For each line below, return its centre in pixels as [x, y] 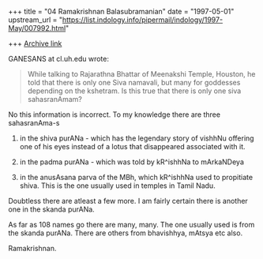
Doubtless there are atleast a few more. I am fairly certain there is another [128, 201]
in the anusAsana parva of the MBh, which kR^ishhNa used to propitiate [136, 177]
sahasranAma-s [34, 123]
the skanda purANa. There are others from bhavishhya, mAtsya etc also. [126, 233]
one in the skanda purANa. [51, 209]
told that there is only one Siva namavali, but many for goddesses [134, 83]
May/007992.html [37, 28]
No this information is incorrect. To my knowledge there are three [115, 114]
